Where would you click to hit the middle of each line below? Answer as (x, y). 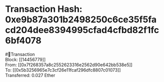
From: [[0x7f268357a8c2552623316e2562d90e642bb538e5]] (69, 65)
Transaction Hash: (44, 9)
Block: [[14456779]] (26, 59)
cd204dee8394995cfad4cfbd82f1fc (82, 30)
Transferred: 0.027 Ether (30, 75)
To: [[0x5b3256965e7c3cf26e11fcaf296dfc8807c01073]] (63, 70)
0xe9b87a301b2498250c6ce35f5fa (81, 20)
